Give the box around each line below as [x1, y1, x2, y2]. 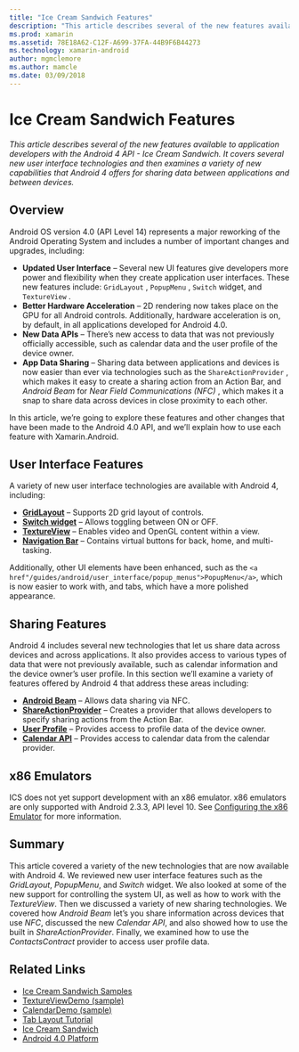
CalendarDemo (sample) [21, 1004, 113, 1015]
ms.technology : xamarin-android [9, 46, 129, 55]
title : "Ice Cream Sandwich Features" [9, 12, 153, 22]
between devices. [9, 176, 75, 187]
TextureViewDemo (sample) [21, 995, 125, 1006]
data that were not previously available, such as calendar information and [9, 659, 279, 670]
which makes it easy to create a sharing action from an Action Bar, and [21, 376, 282, 387]
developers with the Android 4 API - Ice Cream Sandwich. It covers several [9, 148, 285, 159]
